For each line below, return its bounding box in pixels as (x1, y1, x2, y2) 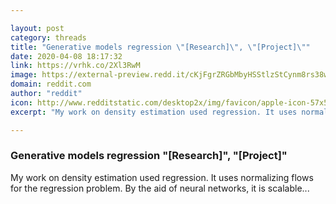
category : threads (10, 32, 87, 43)
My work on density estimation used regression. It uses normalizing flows (10, 171, 314, 183)
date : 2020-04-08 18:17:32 (10, 51, 123, 61)
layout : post (10, 23, 65, 33)
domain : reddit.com (10, 79, 92, 90)
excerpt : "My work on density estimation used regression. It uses (10, 107, 298, 117)
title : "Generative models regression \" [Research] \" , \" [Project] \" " (10, 42, 311, 52)
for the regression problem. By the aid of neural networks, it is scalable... (10, 182, 310, 194)
